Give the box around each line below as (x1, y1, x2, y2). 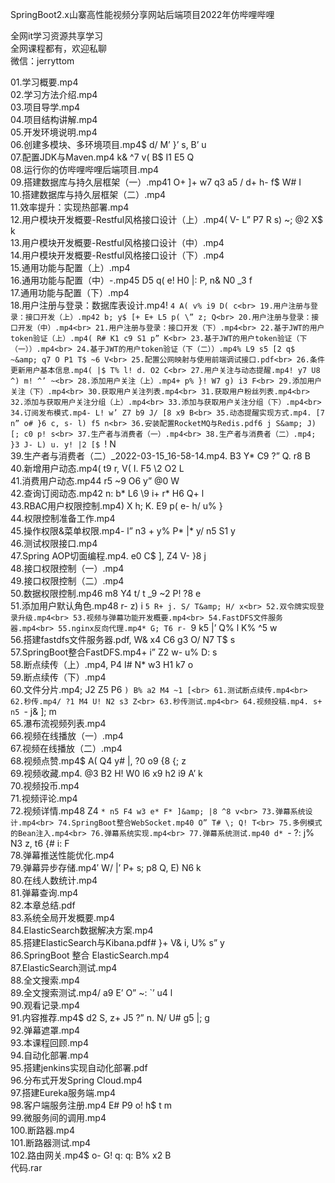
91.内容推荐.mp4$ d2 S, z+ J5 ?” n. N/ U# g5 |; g (10, 1012, 210, 1023)
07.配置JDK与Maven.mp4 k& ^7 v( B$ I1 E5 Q (10, 151, 195, 163)
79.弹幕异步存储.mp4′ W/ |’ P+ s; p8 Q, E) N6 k (10, 862, 202, 873)
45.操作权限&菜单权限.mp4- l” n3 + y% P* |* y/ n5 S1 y (10, 525, 236, 537)
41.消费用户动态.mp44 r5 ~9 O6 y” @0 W (10, 475, 180, 487)
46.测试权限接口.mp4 (10, 538, 98, 549)
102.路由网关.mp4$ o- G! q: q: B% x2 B (10, 1149, 172, 1161)
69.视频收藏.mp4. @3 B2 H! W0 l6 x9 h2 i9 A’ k (10, 768, 203, 779)
